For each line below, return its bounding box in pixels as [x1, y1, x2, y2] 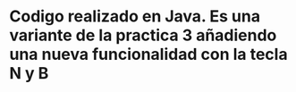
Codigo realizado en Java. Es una [9, 6, 261, 27]
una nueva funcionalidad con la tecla [9, 45, 288, 64]
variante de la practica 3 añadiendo [9, 25, 277, 46]
